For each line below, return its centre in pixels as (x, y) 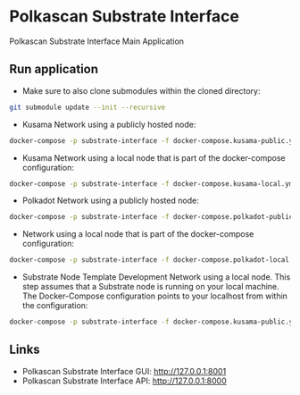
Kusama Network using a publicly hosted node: (109, 124)
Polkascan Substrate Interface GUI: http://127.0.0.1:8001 (124, 371)
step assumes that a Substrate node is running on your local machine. (150, 287)
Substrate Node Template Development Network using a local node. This (156, 277)
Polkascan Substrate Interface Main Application (97, 41)
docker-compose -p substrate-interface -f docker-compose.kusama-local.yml (153, 184)
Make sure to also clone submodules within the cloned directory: (141, 90)
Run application (54, 69)
